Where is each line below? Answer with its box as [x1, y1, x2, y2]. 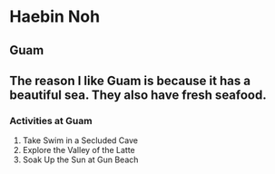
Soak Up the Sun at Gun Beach [22, 154, 139, 165]
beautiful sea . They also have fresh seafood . [9, 87, 267, 102]
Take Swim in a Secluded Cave [22, 135, 139, 146]
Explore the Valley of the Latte [22, 145, 136, 156]
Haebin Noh [9, 6, 101, 27]
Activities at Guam [9, 114, 93, 127]
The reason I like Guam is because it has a [9, 72, 251, 88]
